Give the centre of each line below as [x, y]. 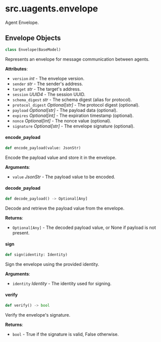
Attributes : [17, 69]
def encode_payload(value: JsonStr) [43, 148]
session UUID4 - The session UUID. [49, 94]
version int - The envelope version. [48, 78]
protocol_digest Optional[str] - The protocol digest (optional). [76, 105]
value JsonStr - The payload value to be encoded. [64, 177]
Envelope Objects [33, 38]
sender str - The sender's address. [48, 84]
